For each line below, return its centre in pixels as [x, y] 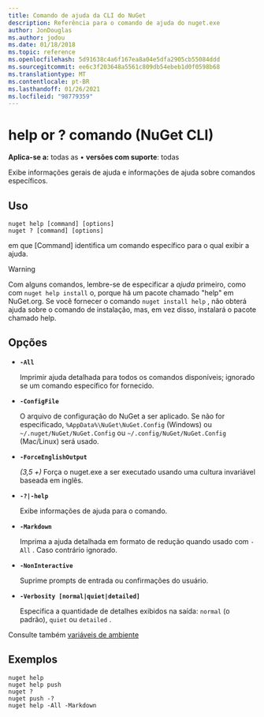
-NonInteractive [46, 565]
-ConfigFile [39, 401]
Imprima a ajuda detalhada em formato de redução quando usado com [134, 541]
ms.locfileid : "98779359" [50, 96]
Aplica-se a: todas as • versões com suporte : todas [94, 157]
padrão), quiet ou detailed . [65, 619]
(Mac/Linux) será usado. [59, 441]
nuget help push [35, 685]
